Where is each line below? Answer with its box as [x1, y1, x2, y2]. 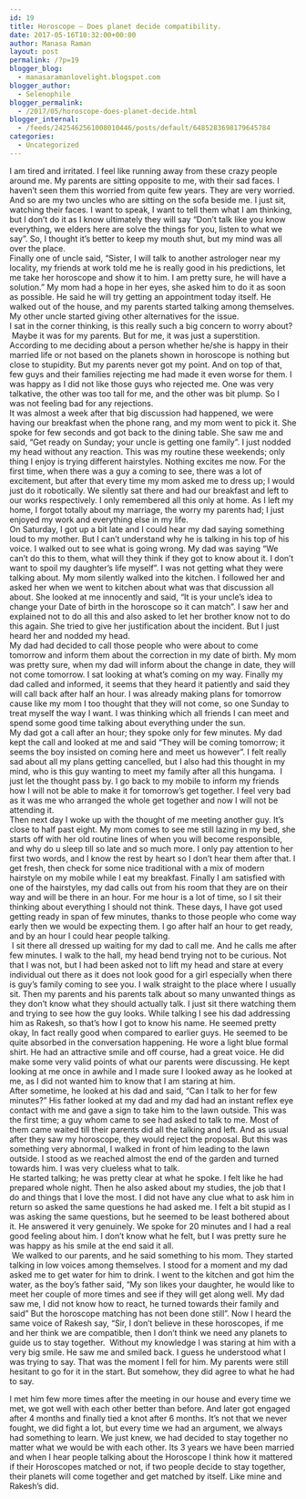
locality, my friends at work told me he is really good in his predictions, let [9, 262, 286, 273]
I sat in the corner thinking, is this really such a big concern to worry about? [9, 320, 293, 331]
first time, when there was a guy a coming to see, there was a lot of [9, 466, 262, 477]
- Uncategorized [17, 140, 79, 149]
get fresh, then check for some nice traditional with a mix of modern [9, 862, 265, 873]
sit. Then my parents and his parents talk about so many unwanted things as [9, 988, 296, 999]
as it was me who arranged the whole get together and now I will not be [9, 795, 279, 806]
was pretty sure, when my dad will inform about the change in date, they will [9, 659, 296, 670]
